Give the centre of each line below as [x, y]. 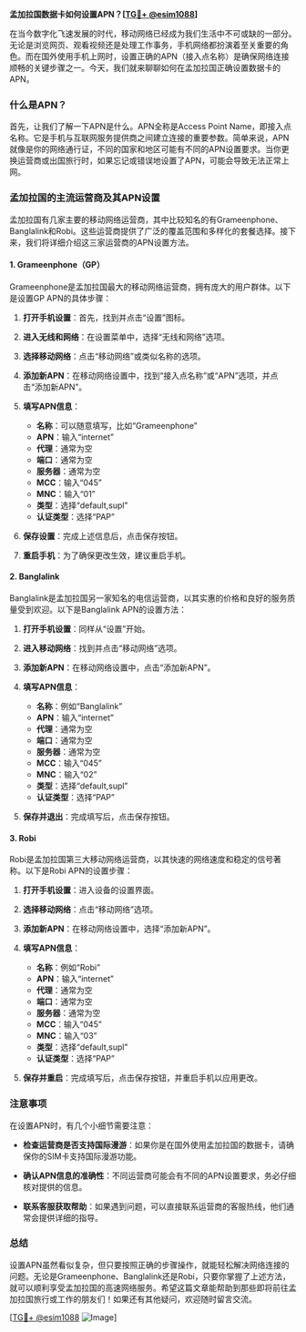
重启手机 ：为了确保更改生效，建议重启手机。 [107, 555]
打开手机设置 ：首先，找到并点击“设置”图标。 [106, 317]
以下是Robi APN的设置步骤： [79, 871]
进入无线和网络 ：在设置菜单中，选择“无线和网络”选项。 [126, 337]
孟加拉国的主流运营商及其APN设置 [85, 198]
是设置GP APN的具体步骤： [61, 298]
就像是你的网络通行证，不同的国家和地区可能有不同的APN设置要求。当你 [146, 149]
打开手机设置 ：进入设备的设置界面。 [91, 890]
